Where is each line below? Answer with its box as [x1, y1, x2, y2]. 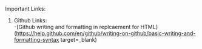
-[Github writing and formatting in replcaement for [13, 24, 140, 30]
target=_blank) [60, 36, 97, 43]
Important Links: [5, 5, 46, 12]
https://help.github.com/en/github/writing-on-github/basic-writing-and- [16, 30, 196, 37]
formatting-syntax [13, 36, 59, 43]
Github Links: [13, 17, 47, 24]
